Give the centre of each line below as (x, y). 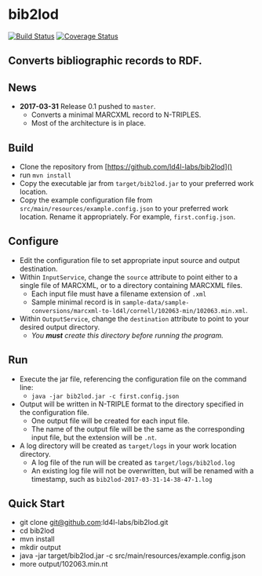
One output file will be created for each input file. (110, 421)
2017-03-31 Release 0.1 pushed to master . (87, 107)
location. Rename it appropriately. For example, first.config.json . (127, 217)
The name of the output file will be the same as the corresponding (138, 428)
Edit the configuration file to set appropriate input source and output (130, 260)
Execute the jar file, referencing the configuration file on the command (133, 379)
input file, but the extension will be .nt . (94, 437)
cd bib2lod (37, 530)
